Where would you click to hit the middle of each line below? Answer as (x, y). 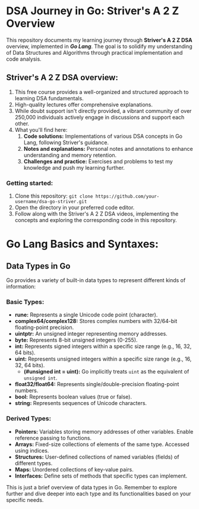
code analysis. (24, 59)
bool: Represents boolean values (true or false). (73, 397)
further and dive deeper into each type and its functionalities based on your (99, 494)
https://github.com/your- (127, 197)
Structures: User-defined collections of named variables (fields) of (97, 457)
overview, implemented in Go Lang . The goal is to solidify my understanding (99, 46)
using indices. (32, 450)
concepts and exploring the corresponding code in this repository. (96, 220)
